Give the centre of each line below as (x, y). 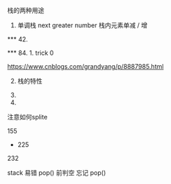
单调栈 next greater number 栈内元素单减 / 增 (82, 25)
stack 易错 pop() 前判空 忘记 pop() (57, 173)
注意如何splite (27, 117)
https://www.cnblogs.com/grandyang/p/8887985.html (85, 66)
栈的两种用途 (26, 10)
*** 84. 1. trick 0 (30, 53)
